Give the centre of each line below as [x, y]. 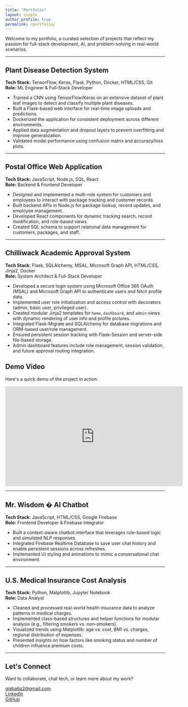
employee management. [38, 210]
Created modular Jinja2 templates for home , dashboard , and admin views [86, 313]
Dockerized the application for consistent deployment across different [86, 119]
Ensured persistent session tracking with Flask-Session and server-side [87, 334]
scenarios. [16, 49]
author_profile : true [28, 19]
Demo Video [25, 367]
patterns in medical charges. [42, 613]
